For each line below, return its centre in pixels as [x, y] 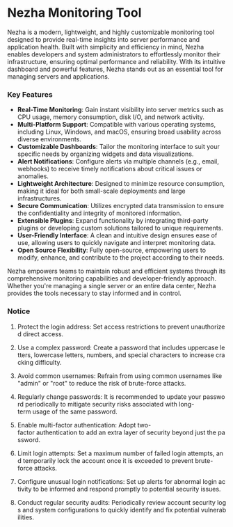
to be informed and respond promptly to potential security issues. [127, 489]
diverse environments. [49, 139]
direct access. [43, 334]
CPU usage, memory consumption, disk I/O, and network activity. [111, 117]
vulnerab [214, 510]
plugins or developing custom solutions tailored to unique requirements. [120, 228]
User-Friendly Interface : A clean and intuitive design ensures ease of [117, 235]
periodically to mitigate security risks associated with [101, 404]
